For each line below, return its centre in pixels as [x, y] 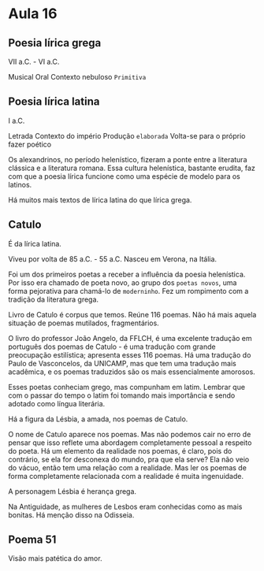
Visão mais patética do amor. [55, 558]
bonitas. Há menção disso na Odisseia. [71, 515]
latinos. [20, 184]
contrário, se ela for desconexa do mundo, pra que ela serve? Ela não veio [129, 459]
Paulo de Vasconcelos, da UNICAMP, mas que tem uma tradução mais [122, 363]
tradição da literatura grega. [54, 299]
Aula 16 [33, 14]
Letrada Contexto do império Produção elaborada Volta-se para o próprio [127, 135]
